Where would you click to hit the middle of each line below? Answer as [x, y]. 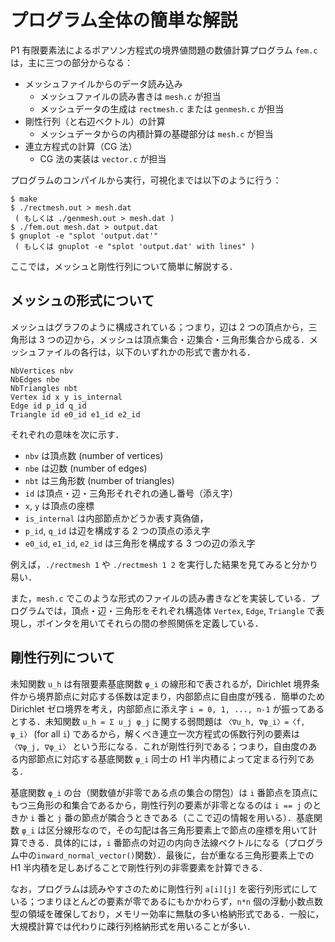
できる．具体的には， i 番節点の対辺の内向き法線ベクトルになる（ [153, 842]
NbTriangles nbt [44, 388]
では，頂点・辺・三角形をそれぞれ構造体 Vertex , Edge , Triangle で [180, 610]
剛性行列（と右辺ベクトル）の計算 [95, 121]
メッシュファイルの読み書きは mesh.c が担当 [130, 96]
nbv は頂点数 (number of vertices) [94, 455]
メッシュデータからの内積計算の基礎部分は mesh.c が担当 [156, 133]
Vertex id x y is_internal [66, 397]
